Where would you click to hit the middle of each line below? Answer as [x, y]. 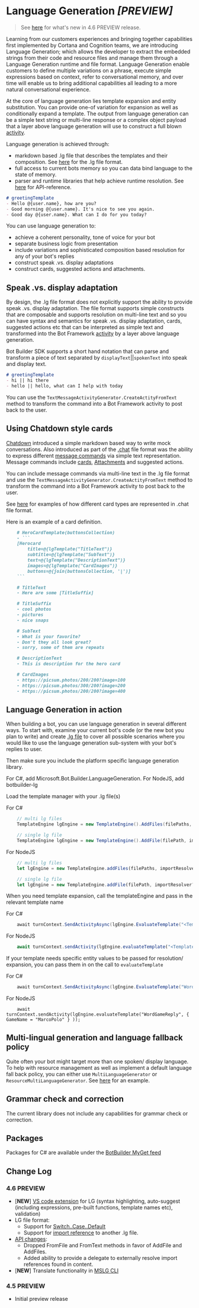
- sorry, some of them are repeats [61, 648]
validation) [28, 1214]
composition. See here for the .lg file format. [69, 162]
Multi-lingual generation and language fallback [95, 1038]
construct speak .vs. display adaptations [64, 263]
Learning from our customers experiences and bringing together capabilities [99, 39]
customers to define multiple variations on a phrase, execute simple [89, 70]
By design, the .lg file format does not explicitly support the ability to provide [99, 302]
